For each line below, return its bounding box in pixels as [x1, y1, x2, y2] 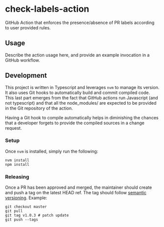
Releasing [5, 173, 29, 180]
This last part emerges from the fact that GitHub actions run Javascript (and [5, 94, 158, 101]
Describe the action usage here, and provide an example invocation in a [5, 52, 150, 58]
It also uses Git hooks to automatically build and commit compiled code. [5, 90, 150, 95]
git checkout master [5, 204, 47, 209]
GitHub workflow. [5, 57, 40, 63]
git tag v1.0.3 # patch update [5, 213, 69, 218]
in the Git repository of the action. [5, 105, 73, 111]
